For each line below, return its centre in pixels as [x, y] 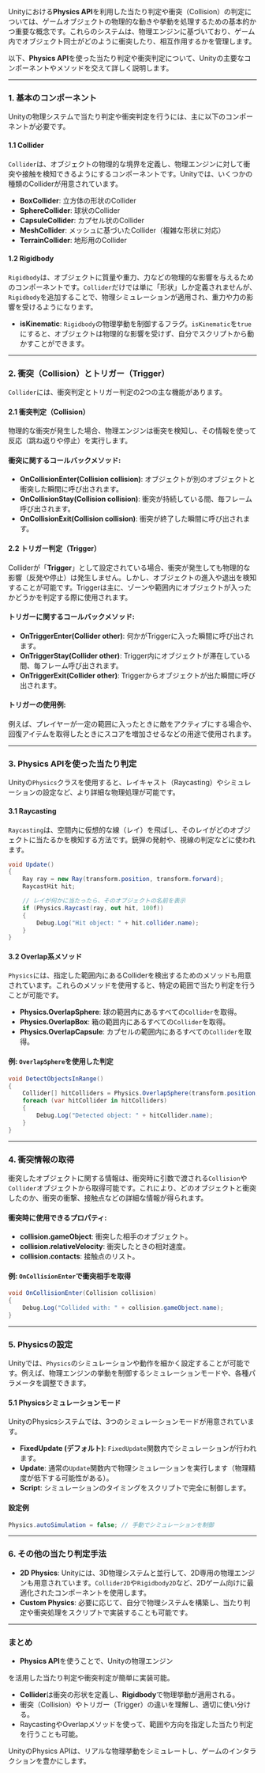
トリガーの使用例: [37, 705]
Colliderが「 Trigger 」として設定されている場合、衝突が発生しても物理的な [129, 568]
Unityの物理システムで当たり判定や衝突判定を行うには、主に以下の [117, 116]
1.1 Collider [26, 145]
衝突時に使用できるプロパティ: [58, 1217]
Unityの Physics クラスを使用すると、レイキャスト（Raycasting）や [116, 783]
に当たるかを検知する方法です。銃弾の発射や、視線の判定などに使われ [142, 839]
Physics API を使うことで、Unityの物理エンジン [96, 1661]
